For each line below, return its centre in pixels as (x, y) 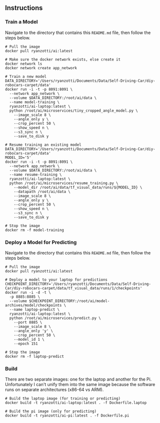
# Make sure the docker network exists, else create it (63, 59)
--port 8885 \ (28, 322)
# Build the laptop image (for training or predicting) (63, 399)
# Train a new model (26, 77)
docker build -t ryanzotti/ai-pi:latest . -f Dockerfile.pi (67, 416)
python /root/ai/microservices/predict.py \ (55, 318)
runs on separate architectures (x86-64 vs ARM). (54, 390)
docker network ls (24, 64)
